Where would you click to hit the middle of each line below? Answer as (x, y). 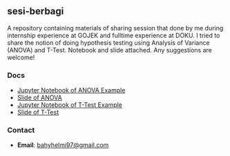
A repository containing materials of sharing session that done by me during (115, 28)
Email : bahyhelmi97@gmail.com (63, 145)
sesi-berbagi (36, 11)
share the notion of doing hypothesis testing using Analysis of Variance (108, 42)
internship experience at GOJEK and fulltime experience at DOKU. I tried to (114, 35)
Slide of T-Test (38, 113)
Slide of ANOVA (39, 98)
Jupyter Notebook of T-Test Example (70, 105)
